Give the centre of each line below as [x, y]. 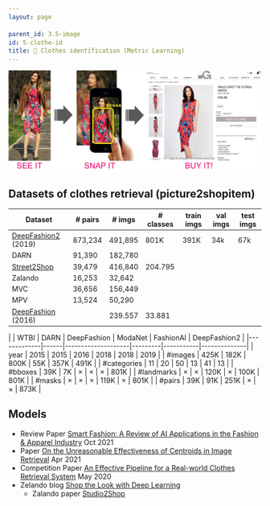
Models [27, 414]
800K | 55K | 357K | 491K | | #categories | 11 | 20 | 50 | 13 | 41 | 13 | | [121, 363]
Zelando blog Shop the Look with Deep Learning [100, 485]
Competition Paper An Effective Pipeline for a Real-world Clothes [127, 467]
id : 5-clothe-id [35, 43]
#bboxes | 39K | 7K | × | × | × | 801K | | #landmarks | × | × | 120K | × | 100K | [134, 372]
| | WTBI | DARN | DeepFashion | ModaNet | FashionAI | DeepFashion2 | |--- [134, 337]
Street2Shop [33, 266]
